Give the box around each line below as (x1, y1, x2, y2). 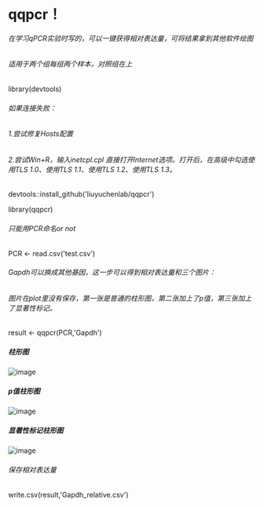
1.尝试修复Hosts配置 (8, 129, 73, 138)
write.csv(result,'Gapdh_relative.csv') (8, 490, 129, 499)
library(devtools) (8, 84, 62, 94)
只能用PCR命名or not (8, 224, 76, 233)
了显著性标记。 (8, 303, 57, 313)
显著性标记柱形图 (8, 425, 64, 435)
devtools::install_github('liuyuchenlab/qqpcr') (8, 189, 155, 199)
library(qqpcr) (8, 204, 53, 215)
